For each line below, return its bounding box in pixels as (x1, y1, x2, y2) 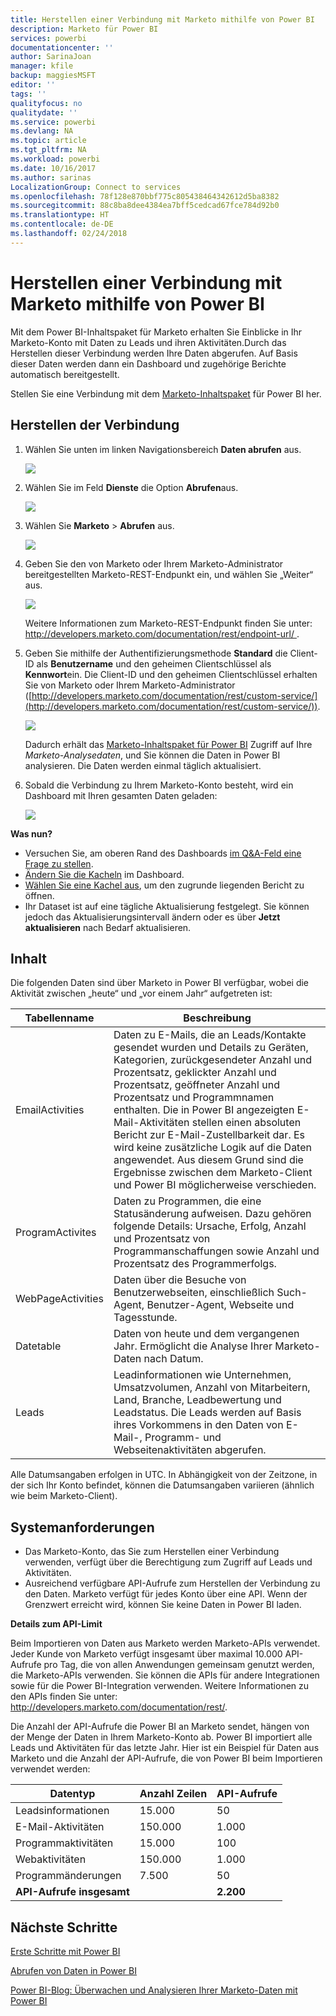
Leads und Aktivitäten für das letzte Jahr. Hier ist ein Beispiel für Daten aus (10, 1742, 320, 1754)
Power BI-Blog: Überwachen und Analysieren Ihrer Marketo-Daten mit (10, 1984, 298, 1996)
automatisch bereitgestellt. (10, 368, 120, 380)
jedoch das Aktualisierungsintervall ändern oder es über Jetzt (24, 911, 281, 923)
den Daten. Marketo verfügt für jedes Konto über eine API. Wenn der (24, 1588, 308, 1600)
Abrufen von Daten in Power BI (10, 1964, 138, 1976)
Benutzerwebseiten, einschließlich (113, 1286, 275, 1300)
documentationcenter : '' (10, 42, 114, 53)
